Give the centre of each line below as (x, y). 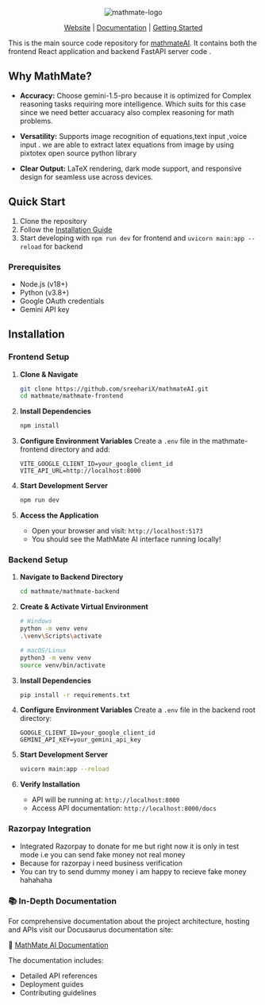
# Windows (36, 622)
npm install (39, 426)
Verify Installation (50, 784)
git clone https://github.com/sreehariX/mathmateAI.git (114, 389)
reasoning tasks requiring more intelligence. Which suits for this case (132, 104)
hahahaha (36, 880)
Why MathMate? (50, 77)
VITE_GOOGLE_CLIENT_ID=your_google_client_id (96, 464)
